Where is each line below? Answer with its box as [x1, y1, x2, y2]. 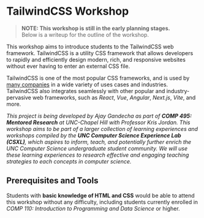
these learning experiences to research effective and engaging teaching [6, 151, 189, 159]
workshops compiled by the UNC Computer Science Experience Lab [6, 132, 182, 139]
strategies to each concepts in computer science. [6, 157, 132, 165]
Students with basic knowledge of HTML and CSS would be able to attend [6, 192, 195, 199]
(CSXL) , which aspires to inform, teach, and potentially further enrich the [6, 138, 192, 145]
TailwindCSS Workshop [6, 4, 129, 18]
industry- [166, 87, 190, 94]
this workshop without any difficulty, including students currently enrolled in [6, 198, 198, 206]
